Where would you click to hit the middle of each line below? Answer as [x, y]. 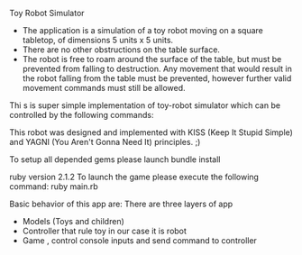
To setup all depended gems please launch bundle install [115, 159]
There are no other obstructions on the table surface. [121, 50]
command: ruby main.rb [54, 187]
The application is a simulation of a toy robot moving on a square [142, 30]
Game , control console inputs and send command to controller [139, 241]
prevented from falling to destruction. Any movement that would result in [157, 68]
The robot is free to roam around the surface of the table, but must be [152, 59]
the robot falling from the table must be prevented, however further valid [157, 78]
